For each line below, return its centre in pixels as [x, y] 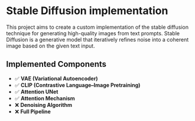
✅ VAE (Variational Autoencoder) [56, 78]
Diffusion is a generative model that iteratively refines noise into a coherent [97, 39]
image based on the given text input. [51, 46]
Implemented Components [56, 64]
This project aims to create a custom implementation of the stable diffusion [97, 27]
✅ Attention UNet [36, 92]
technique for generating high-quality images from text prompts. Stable [93, 33]
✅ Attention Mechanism [45, 98]
